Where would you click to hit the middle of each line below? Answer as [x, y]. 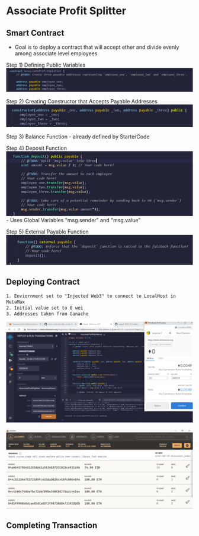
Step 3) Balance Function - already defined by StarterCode [78, 137]
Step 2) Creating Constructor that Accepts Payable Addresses [82, 102]
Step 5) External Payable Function [47, 232]
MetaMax [16, 302]
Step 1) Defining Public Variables [46, 65]
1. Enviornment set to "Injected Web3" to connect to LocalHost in [91, 296]
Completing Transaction [52, 526]
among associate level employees [56, 53]
